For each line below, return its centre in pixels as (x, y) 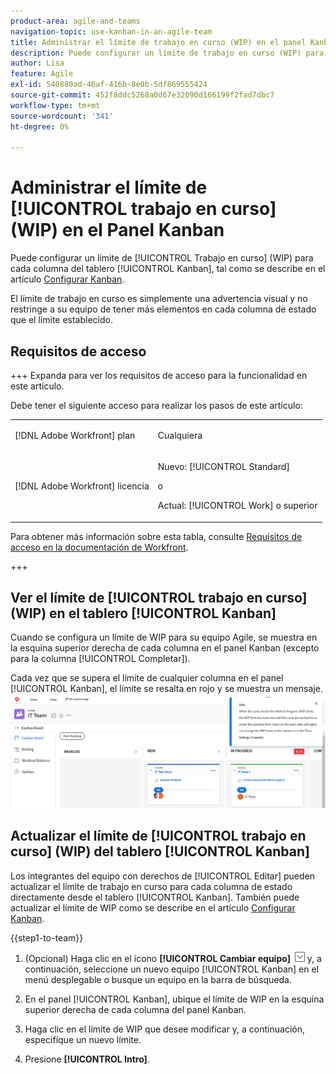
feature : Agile (42, 74)
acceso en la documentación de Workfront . (99, 547)
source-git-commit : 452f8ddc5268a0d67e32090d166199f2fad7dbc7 (142, 95)
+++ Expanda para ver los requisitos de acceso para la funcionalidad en (159, 375)
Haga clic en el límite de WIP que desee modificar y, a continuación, (164, 1029)
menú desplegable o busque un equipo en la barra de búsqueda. (158, 979)
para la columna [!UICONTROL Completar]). (100, 659)
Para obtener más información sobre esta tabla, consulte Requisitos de (156, 536)
